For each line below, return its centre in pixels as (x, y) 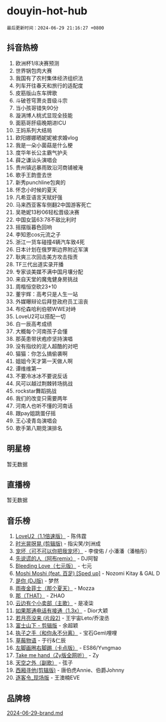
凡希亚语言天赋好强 (39, 197)
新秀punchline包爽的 (40, 182)
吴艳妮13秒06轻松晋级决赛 (47, 212)
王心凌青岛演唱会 (36, 421)
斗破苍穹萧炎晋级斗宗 (41, 100)
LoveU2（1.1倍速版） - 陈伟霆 (51, 536)
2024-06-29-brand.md (35, 713)
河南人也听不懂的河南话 (44, 406)
